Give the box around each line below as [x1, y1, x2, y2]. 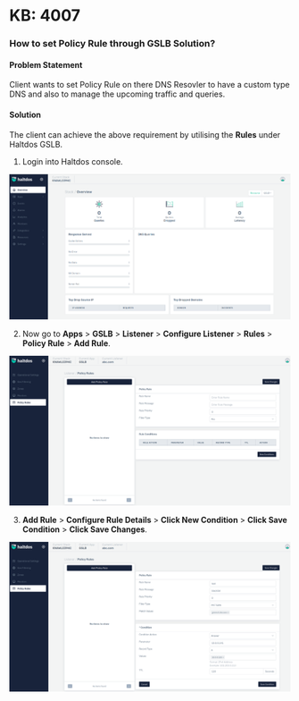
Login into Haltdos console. [21, 156, 123, 166]
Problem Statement [9, 59, 83, 70]
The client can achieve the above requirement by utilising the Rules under [9, 129, 281, 139]
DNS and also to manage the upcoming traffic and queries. [9, 89, 226, 99]
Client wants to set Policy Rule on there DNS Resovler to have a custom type [9, 80, 290, 90]
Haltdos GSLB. [9, 139, 63, 149]
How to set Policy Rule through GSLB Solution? [9, 38, 216, 50]
